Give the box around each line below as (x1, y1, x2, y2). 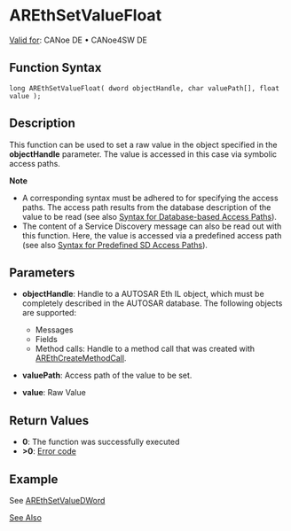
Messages (35, 324, 74, 335)
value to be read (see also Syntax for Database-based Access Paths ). (21, 211, 278, 222)
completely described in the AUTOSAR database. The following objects (21, 298, 283, 308)
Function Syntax (9, 60, 102, 75)
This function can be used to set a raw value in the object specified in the (9, 139, 278, 150)
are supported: (21, 308, 77, 318)
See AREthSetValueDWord (9, 496, 106, 505)
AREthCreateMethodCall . (35, 353, 127, 363)
